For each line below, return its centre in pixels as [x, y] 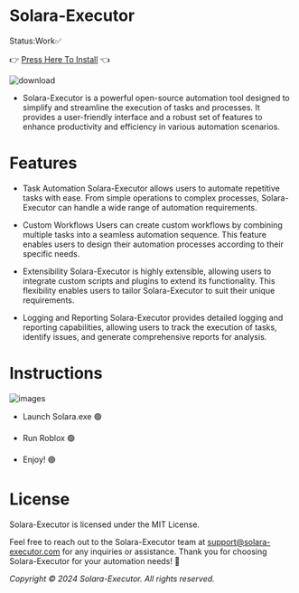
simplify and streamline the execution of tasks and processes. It [141, 107]
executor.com [35, 551]
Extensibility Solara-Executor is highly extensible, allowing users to [147, 271]
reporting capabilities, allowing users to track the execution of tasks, [149, 327]
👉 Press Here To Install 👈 [60, 59]
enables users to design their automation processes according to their [153, 244]
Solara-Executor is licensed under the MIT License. [105, 524]
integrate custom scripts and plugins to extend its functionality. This [149, 280]
